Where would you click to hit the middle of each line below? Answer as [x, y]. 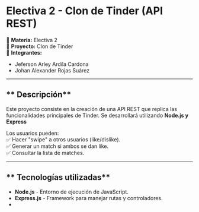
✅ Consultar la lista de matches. [45, 153]
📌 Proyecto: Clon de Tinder [40, 46]
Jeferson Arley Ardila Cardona [52, 64]
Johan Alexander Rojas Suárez [52, 70]
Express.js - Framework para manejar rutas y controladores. [89, 198]
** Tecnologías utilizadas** [58, 177]
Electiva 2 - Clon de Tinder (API [85, 11]
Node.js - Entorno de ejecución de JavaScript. [72, 192]
